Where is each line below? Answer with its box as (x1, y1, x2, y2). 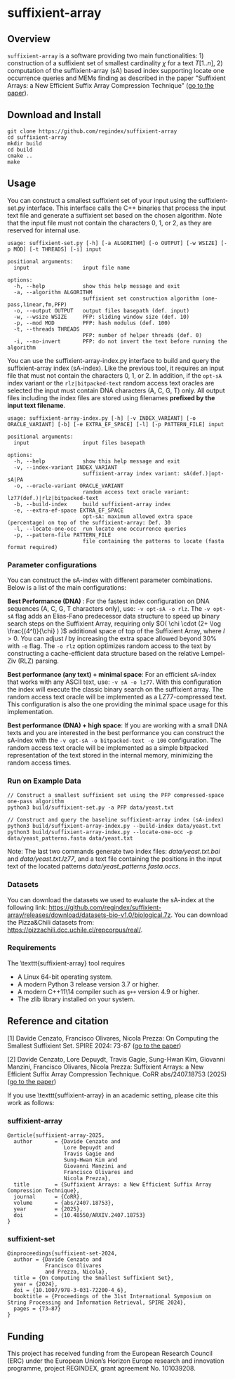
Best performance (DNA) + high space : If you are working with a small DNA (7, 721, 228, 730)
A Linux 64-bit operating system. (17, 972, 114, 981)
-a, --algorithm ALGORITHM (13, 289, 93, 296)
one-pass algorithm (7, 798, 65, 805)
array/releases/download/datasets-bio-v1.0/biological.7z (7, 911, 171, 919)
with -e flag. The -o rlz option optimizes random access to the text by (7, 641, 212, 650)
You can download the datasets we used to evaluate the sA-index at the (7, 895, 215, 904)
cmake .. (7, 152, 33, 159)
